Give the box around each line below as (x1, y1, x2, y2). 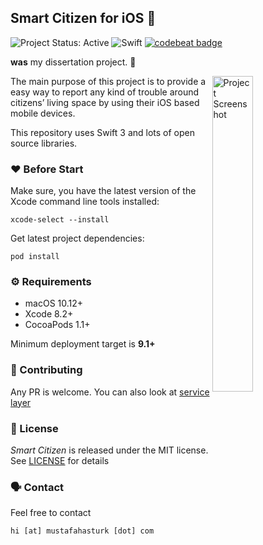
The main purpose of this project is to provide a (10, 75, 207, 87)
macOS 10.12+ (24, 297, 84, 310)
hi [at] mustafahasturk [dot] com (10, 526, 155, 536)
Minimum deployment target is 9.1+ (10, 338, 156, 350)
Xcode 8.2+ (24, 308, 74, 320)
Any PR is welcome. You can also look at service (10, 386, 210, 398)
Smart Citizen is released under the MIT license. (10, 444, 209, 456)
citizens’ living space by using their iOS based (10, 96, 200, 108)
